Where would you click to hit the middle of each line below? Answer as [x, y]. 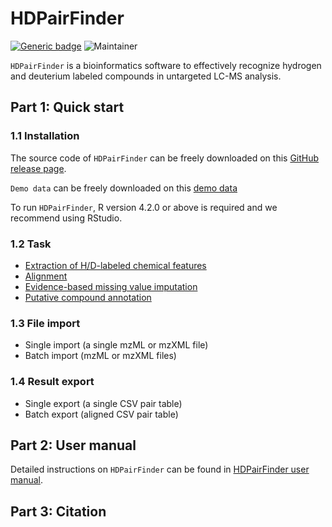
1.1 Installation [45, 136]
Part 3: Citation [58, 511]
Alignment [46, 276]
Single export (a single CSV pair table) [103, 403]
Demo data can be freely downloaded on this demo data [124, 188]
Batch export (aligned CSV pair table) [101, 414]
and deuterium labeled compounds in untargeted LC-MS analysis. [146, 76]
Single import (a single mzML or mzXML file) [116, 345]
